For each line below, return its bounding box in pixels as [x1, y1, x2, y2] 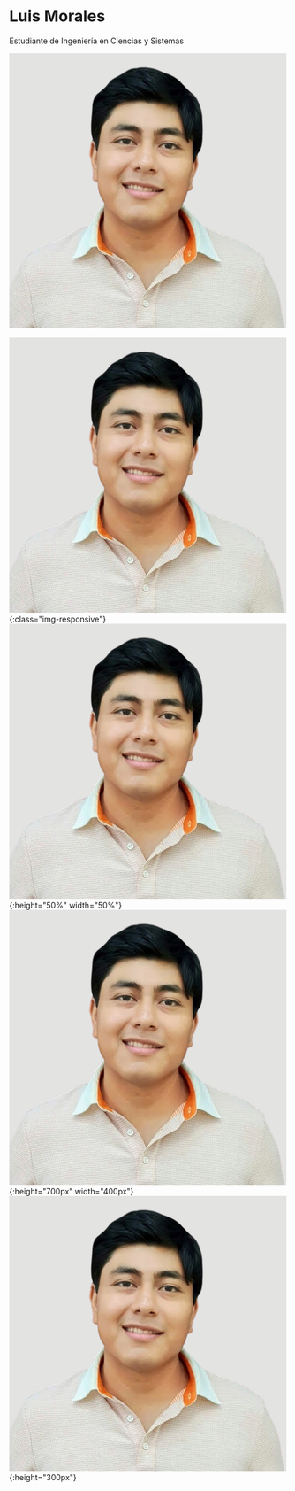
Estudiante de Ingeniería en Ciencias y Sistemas [9, 35, 184, 46]
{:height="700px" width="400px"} [9, 1186, 134, 1196]
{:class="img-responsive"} [9, 614, 107, 624]
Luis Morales [9, 6, 106, 27]
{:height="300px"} [9, 1472, 77, 1482]
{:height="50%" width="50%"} [9, 900, 123, 910]
